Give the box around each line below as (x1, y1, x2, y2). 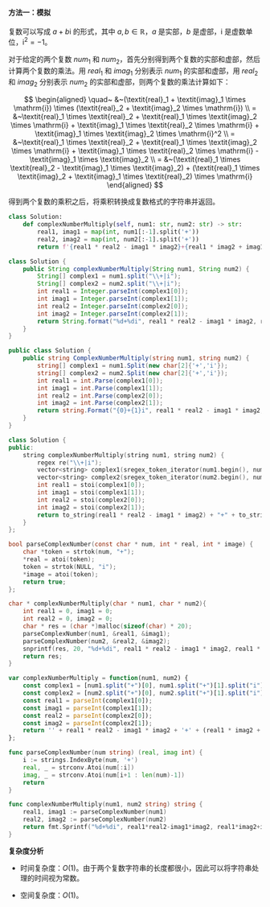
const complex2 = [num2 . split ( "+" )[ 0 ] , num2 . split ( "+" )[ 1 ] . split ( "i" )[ (22, 689, 268, 697)
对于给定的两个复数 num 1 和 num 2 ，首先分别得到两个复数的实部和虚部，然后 (8, 54, 261, 66)
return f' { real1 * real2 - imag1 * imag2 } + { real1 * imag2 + (37, 242, 243, 251)
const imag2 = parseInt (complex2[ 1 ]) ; (22, 719, 153, 728)
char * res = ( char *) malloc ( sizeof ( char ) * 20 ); (22, 622, 193, 630)
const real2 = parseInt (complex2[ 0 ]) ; (22, 711, 153, 719)
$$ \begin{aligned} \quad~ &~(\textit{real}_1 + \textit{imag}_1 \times (23, 95, 247, 105)
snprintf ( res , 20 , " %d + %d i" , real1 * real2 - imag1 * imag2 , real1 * (22, 645, 261, 653)
